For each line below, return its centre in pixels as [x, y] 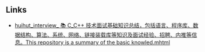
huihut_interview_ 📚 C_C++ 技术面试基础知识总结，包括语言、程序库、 [104, 25]
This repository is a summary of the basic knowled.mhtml [98, 42]
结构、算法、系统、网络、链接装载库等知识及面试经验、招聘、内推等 [106, 34]
